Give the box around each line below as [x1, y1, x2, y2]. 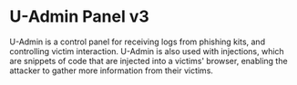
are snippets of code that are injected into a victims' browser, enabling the [9, 55, 289, 66]
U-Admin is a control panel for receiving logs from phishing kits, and [9, 36, 266, 47]
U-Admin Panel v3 [9, 6, 149, 27]
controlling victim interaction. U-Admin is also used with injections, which [9, 45, 284, 56]
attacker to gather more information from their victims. [9, 65, 214, 76]
